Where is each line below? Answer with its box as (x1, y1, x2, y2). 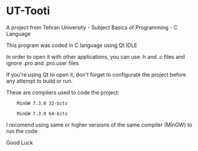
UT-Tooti (6, 4, 51, 18)
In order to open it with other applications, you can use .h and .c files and (6, 53, 186, 60)
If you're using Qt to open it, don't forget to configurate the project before (6, 71, 186, 78)
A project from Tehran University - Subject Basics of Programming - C (6, 24, 178, 31)
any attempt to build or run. (6, 77, 73, 84)
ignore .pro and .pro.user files (6, 59, 79, 67)
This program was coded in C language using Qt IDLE (6, 42, 138, 49)
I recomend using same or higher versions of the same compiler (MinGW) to (6, 121, 193, 128)
